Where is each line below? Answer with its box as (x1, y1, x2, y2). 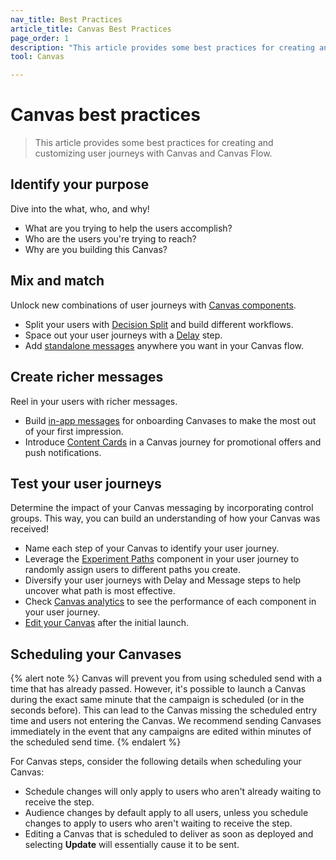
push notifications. (24, 446, 102, 458)
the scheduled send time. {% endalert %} (10, 736, 182, 748)
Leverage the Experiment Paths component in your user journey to (24, 553, 300, 565)
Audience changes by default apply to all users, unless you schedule (24, 807, 309, 819)
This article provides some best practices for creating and (34, 137, 274, 149)
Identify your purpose (10, 176, 150, 193)
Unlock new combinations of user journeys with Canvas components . (10, 299, 297, 311)
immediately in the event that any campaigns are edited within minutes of (10, 726, 312, 738)
